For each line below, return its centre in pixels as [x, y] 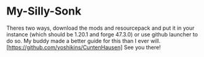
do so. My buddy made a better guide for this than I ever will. [84, 41]
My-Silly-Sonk [44, 11]
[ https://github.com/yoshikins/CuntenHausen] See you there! [84, 47]
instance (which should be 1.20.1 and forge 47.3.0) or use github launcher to [102, 34]
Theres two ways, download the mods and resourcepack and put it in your [100, 28]
